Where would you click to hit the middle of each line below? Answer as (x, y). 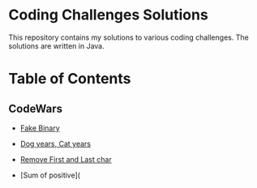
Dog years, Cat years (56, 143)
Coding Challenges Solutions (108, 15)
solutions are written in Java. (57, 45)
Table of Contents (70, 79)
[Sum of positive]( (50, 175)
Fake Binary (40, 128)
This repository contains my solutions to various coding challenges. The (128, 37)
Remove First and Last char (66, 159)
